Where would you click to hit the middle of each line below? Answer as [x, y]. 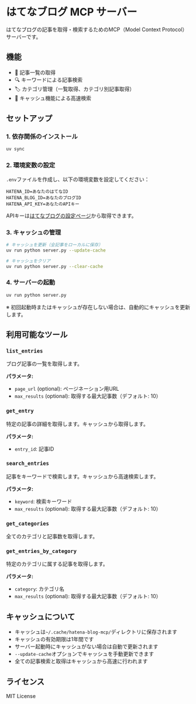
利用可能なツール [37, 335]
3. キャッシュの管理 [34, 232]
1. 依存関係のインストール [42, 137]
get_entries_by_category [42, 551]
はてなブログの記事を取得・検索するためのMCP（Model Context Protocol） [97, 29]
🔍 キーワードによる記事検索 [49, 79]
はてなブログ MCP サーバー [72, 12]
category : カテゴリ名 [39, 589]
